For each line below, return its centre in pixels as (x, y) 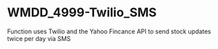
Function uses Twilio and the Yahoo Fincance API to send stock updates (109, 31)
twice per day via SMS (39, 38)
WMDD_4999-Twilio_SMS (82, 13)
